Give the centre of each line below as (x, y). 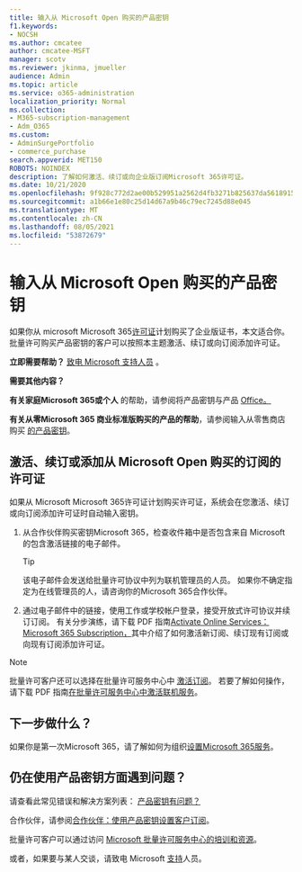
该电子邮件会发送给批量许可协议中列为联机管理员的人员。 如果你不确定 (153, 580)
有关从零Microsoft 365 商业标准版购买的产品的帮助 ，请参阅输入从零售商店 (147, 419)
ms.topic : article (44, 85)
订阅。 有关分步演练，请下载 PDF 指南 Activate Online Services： (150, 622)
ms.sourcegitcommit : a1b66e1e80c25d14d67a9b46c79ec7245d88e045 (130, 202)
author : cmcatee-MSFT (50, 51)
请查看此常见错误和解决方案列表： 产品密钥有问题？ (105, 801)
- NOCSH (24, 34)
